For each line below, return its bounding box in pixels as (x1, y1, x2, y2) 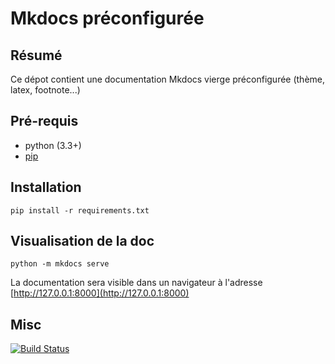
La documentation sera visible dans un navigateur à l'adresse (10, 277, 263, 289)
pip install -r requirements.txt (10, 205, 150, 216)
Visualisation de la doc (10, 233, 155, 250)
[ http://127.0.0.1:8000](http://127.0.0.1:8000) (10, 287, 190, 299)
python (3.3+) (24, 139, 82, 151)
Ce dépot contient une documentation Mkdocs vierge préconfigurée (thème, (10, 73, 326, 85)
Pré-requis (10, 113, 79, 130)
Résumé (10, 47, 63, 64)
